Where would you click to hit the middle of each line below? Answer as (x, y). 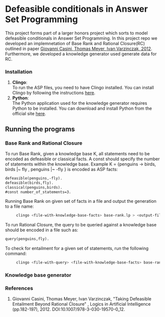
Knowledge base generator (38, 275)
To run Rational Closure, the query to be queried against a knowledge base (81, 225)
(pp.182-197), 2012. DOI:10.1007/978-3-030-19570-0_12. (69, 309)
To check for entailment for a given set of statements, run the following (77, 248)
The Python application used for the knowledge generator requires (80, 103)
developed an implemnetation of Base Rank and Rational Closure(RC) (75, 43)
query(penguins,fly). (27, 239)
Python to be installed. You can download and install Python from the (82, 108)
